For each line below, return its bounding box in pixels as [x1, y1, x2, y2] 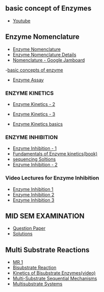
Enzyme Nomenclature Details [12, 51, 76, 58]
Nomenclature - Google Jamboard [12, 57, 85, 63]
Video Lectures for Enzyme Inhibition [5, 174, 99, 182]
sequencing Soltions [12, 156, 56, 163]
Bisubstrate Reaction [12, 264, 57, 271]
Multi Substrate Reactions [5, 245, 90, 254]
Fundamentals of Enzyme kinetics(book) [12, 151, 98, 157]
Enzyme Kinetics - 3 [12, 111, 56, 117]
